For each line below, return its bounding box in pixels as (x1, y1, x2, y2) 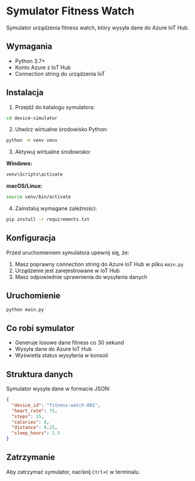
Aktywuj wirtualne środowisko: (14, 148, 91, 155)
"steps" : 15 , (11, 413, 44, 419)
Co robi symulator (6, 323, 75, 333)
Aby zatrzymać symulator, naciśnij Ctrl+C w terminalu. (6, 468, 140, 475)
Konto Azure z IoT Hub (14, 64, 71, 71)
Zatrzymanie (6, 452, 55, 462)
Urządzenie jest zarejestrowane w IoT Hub (14, 267, 120, 274)
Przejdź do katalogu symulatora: (14, 103, 95, 110)
